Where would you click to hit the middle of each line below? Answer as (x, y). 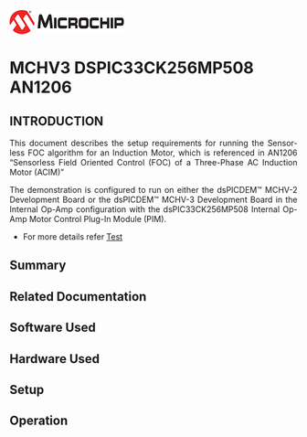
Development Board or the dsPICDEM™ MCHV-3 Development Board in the (153, 199)
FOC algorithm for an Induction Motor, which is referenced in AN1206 (162, 153)
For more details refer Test (73, 237)
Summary (38, 266)
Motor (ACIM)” (37, 172)
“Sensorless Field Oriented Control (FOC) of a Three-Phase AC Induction (153, 162)
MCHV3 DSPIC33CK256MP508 (132, 68)
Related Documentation (78, 297)
